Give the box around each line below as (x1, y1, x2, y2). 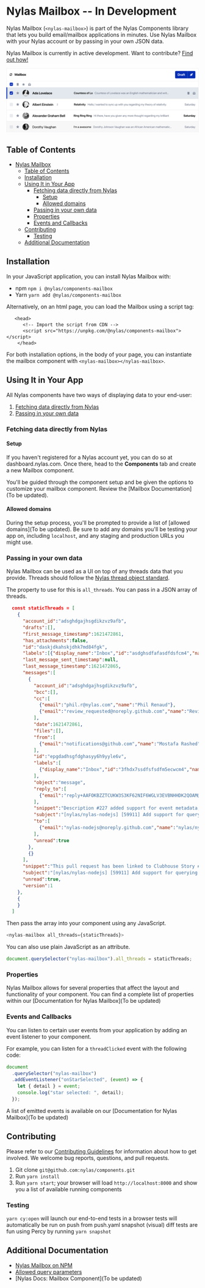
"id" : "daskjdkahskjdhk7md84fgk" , (22, 644, 108, 650)
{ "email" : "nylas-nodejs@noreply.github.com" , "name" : (38, 825, 176, 831)
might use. (6, 538, 33, 546)
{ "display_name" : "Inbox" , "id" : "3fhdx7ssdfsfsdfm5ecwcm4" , (38, 767, 190, 773)
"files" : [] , (33, 728, 64, 734)
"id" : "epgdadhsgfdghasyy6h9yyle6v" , (33, 754, 127, 760)
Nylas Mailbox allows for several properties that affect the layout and (6, 984, 179, 992)
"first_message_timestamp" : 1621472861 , (22, 631, 124, 637)
